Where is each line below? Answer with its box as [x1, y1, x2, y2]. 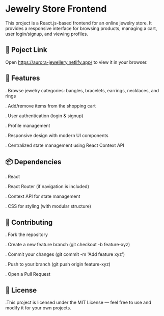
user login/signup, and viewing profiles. [5, 31, 88, 37]
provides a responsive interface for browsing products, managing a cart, [5, 25, 157, 31]
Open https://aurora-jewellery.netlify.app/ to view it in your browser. [5, 59, 148, 65]
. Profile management [5, 122, 50, 128]
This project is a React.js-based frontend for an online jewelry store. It [5, 20, 152, 26]
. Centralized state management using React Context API [5, 142, 125, 148]
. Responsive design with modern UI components [5, 132, 108, 138]
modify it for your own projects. [5, 305, 71, 311]
